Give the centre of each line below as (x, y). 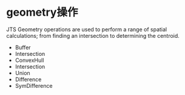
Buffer (23, 47)
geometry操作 (42, 12)
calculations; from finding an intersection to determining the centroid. (93, 35)
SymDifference (34, 85)
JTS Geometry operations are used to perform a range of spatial (87, 29)
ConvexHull (29, 60)
